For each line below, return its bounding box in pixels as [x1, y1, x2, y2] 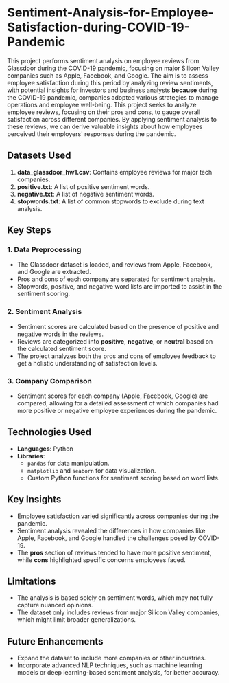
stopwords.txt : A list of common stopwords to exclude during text [16, 197, 204, 205]
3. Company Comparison [7, 376, 93, 385]
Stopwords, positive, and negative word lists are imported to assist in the [16, 282, 223, 291]
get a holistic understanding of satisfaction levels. [16, 359, 158, 367]
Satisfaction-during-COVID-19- [7, 19, 191, 35]
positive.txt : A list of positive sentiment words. [16, 182, 150, 190]
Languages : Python [16, 445, 73, 453]
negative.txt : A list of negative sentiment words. [16, 190, 154, 198]
